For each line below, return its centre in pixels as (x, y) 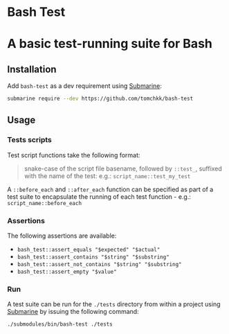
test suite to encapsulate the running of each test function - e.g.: (99, 196)
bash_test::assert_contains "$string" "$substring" (93, 257)
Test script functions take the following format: (74, 155)
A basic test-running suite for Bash (110, 44)
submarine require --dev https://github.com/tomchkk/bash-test (100, 99)
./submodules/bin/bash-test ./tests (60, 324)
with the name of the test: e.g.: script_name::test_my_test (107, 176)
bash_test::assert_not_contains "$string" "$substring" (99, 265)
